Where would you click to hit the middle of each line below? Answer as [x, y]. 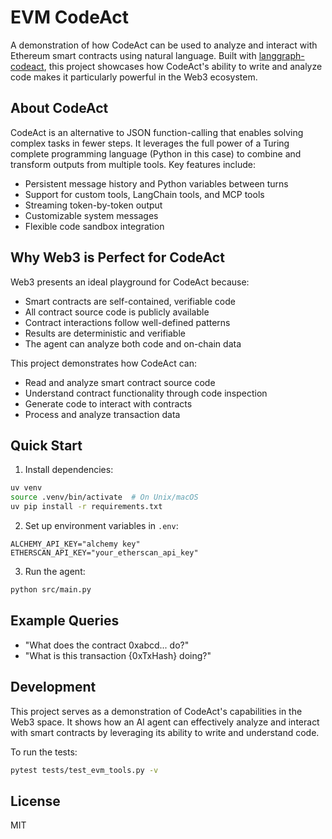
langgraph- [281, 55]
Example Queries [65, 621]
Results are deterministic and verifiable [105, 333]
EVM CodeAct [69, 17]
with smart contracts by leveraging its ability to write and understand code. [165, 732]
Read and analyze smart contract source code [120, 382]
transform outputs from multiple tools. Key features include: [133, 164]
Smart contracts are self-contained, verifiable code [130, 301]
